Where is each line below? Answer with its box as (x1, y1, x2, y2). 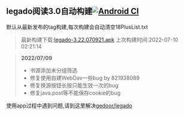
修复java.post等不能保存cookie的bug (29, 89, 121, 96)
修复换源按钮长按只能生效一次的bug (29, 81, 119, 89)
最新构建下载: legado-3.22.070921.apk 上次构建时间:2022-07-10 (20, 36, 179, 43)
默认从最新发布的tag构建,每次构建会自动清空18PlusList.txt (6, 23, 148, 31)
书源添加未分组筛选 (29, 66, 78, 74)
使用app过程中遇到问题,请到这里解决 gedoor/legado (6, 102, 132, 109)
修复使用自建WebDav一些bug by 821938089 (29, 74, 140, 81)
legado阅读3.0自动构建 (6, 6, 93, 17)
